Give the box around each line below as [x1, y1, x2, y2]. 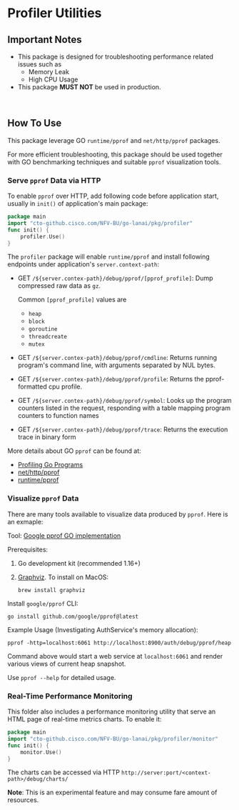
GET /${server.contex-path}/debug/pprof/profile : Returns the [17, 375, 205, 384]
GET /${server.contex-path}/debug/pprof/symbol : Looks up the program [17, 396, 232, 405]
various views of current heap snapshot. [7, 659, 126, 668]
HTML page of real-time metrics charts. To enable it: [7, 715, 162, 724]
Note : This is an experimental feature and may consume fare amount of [7, 788, 218, 797]
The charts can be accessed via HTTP [7, 768, 120, 776]
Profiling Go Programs [17, 461, 83, 469]
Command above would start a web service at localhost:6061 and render [7, 651, 223, 660]
